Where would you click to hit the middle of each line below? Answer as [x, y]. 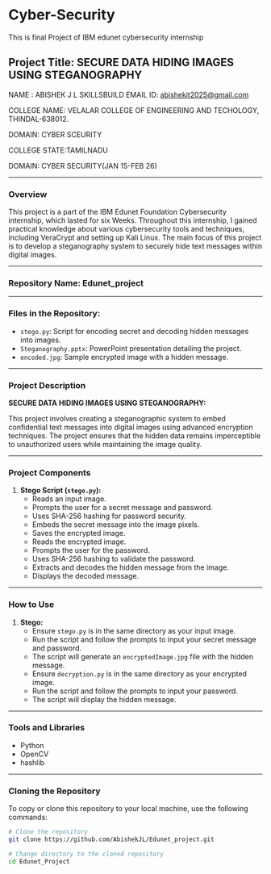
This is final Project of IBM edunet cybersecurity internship [106, 37]
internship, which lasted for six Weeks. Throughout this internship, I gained [133, 220]
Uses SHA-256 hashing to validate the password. [114, 559]
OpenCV [34, 754]
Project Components [50, 472]
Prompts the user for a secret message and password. [122, 508]
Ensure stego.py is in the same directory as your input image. [134, 630]
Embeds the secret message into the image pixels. [116, 525]
